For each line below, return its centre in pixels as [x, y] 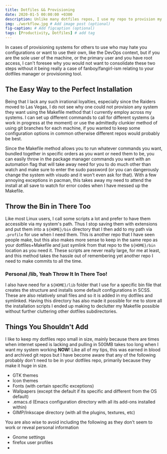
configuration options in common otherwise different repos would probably [82, 133]
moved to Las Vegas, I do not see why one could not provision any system [82, 107]
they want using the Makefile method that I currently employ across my [78, 112]
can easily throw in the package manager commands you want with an [78, 159]
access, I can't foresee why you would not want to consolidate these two [80, 63]
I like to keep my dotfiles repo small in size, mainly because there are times [82, 339]
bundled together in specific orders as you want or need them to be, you [80, 153]
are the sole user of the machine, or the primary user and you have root [79, 58]
